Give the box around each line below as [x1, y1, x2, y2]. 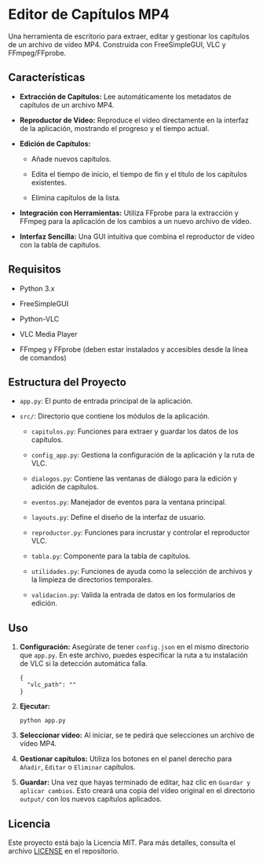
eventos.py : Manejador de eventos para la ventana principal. [31, 497, 227, 507]
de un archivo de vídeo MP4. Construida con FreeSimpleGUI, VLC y [8, 39, 226, 49]
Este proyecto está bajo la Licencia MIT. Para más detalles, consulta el [8, 838, 236, 847]
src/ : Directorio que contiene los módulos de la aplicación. [19, 411, 210, 421]
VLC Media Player [19, 329, 78, 338]
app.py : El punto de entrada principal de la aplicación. [19, 397, 193, 406]
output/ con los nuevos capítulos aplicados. [19, 795, 163, 804]
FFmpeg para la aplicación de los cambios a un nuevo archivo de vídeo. [19, 216, 252, 225]
